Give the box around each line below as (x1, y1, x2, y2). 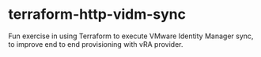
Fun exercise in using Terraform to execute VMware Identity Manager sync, (8, 31, 254, 41)
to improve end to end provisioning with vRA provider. (8, 39, 183, 48)
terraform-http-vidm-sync (8, 5, 187, 23)
